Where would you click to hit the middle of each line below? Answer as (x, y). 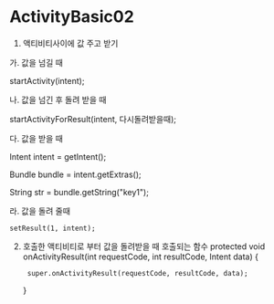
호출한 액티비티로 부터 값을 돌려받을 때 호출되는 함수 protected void (144, 246)
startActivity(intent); (47, 80)
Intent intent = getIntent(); (58, 156)
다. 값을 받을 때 (37, 138)
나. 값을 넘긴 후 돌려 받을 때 (58, 100)
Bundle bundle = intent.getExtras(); (75, 174)
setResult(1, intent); (53, 228)
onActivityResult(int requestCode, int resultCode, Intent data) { (140, 257)
